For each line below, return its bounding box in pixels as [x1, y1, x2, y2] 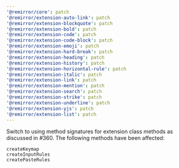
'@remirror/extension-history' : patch [6, 60, 105, 66]
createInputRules [6, 152, 51, 158]
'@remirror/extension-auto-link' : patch [6, 15, 111, 21]
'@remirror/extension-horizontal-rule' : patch [6, 65, 127, 72]
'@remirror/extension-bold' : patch [6, 26, 97, 32]
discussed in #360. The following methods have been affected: [6, 134, 165, 142]
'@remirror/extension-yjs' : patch [6, 105, 94, 112]
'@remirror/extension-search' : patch [6, 89, 102, 95]
